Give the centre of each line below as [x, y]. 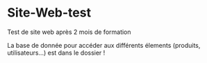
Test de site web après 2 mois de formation [69, 32]
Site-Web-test [49, 13]
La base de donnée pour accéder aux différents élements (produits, [104, 45]
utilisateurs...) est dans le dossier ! [56, 53]
